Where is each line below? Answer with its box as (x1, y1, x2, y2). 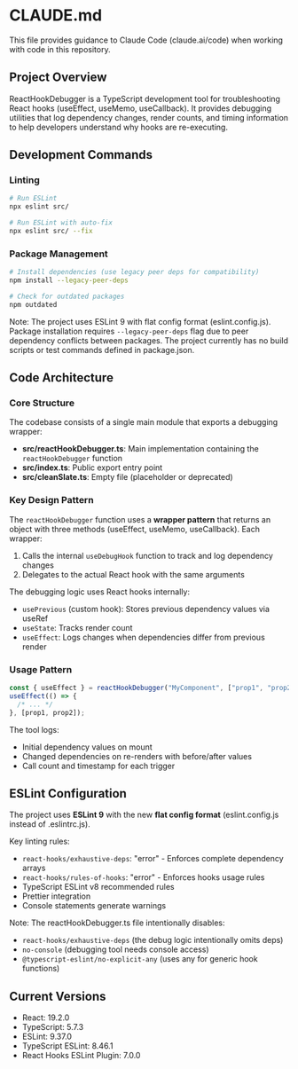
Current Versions (9, 988, 106, 1003)
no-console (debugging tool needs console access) (21, 944, 210, 955)
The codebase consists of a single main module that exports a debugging (9, 417, 278, 428)
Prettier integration (21, 891, 91, 901)
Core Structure (9, 397, 75, 409)
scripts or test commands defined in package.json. (9, 344, 195, 355)
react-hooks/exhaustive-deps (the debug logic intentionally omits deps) (21, 935, 284, 946)
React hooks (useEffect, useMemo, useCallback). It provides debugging (9, 103, 272, 114)
